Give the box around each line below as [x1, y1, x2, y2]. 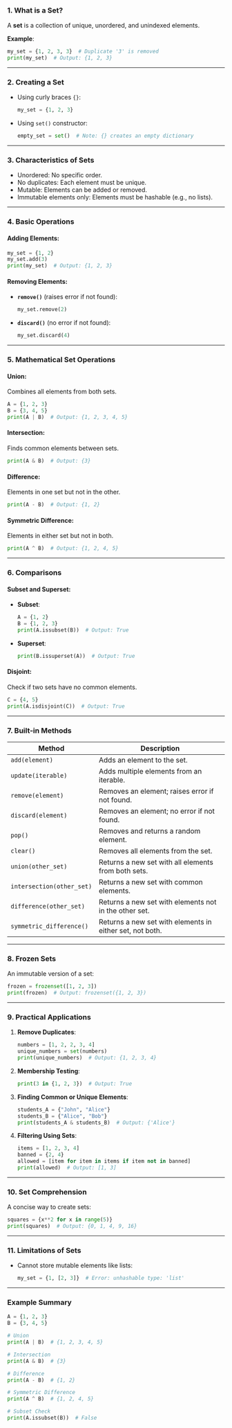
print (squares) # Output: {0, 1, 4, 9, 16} [7, 1223, 137, 1230]
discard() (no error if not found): [17, 319, 111, 327]
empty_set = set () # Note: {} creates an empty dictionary [17, 132, 194, 140]
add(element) [10, 756, 54, 764]
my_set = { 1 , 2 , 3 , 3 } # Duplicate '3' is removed [7, 48, 159, 55]
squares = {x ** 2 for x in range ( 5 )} [7, 1216, 113, 1224]
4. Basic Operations [7, 217, 75, 226]
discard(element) [10, 811, 68, 819]
